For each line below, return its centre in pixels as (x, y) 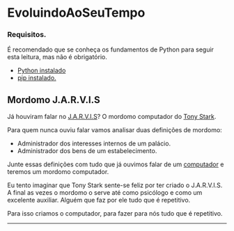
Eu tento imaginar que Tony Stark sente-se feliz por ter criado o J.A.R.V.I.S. (115, 185)
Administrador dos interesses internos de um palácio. (94, 143)
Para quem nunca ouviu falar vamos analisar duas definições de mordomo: (115, 130)
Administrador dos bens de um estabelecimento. (87, 151)
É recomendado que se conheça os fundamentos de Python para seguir (111, 49)
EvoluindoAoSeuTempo (76, 13)
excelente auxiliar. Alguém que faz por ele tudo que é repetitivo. (99, 200)
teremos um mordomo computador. (58, 172)
